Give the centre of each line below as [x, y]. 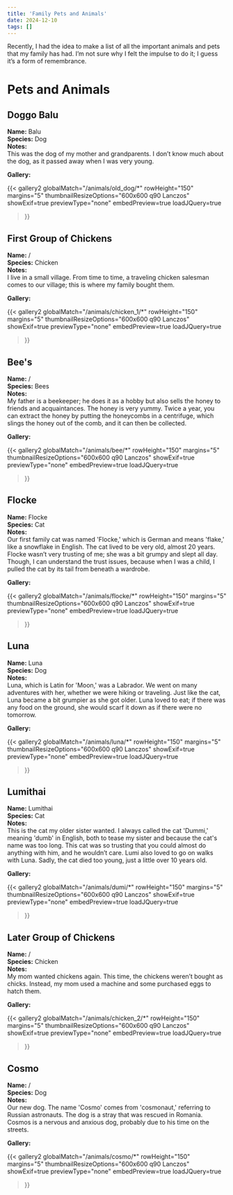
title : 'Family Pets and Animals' [57, 14]
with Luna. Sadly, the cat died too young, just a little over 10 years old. [107, 860]
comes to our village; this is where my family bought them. [91, 285]
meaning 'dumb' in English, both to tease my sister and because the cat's [112, 838]
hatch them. [24, 991]
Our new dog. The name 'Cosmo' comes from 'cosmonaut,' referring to [109, 1107]
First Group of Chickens [60, 239]
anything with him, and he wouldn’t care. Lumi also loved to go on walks [110, 853]
